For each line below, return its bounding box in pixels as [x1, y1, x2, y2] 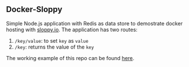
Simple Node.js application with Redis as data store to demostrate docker [6, 20, 183, 27]
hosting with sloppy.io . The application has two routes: [6, 26, 138, 33]
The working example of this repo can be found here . [6, 54, 135, 61]
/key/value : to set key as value [14, 37, 89, 44]
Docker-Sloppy [6, 5, 63, 14]
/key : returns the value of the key [14, 43, 94, 50]
